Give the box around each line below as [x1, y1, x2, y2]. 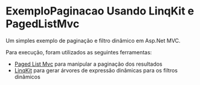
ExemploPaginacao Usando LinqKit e [5, 4, 195, 18]
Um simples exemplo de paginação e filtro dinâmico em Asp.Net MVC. [5, 37, 181, 44]
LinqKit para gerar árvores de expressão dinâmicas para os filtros [14, 66, 178, 74]
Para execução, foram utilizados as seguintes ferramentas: [5, 48, 152, 55]
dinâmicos [14, 73, 40, 80]
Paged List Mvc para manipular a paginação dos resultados [14, 60, 163, 68]
